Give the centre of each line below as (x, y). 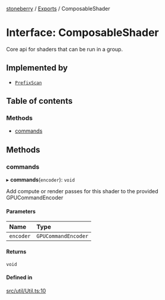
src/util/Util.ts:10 (26, 290)
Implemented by (37, 68)
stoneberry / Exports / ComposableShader (58, 9)
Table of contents (39, 101)
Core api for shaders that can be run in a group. (65, 49)
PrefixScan (28, 83)
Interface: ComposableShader (82, 33)
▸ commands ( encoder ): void (41, 180)
